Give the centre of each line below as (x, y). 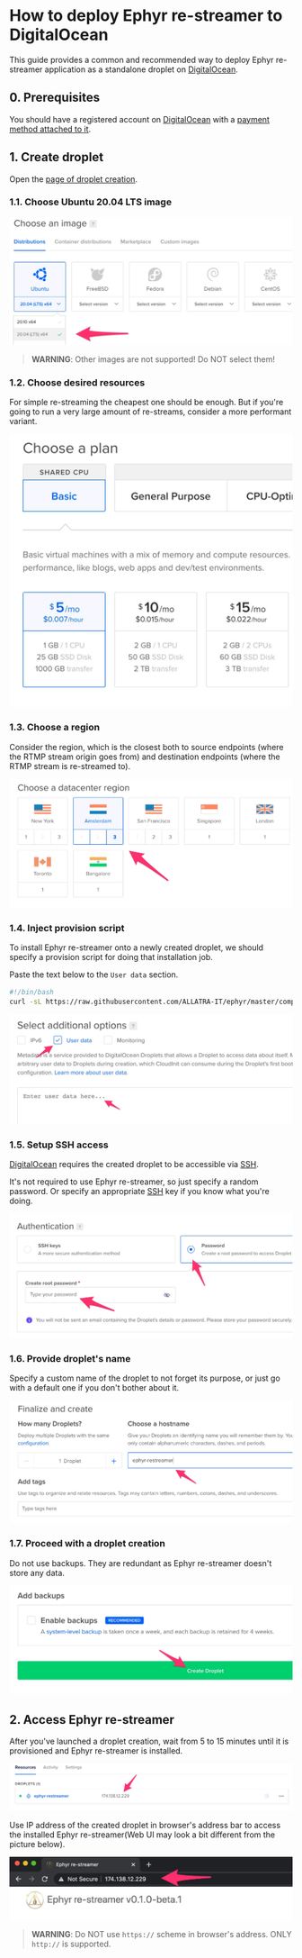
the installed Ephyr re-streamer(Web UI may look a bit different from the (142, 1835)
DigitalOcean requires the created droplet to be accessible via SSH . (134, 1164)
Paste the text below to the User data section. (94, 974)
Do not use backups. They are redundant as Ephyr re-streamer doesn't (141, 1563)
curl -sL (26, 1002)
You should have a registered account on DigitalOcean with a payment (139, 119)
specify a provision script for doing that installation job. (111, 956)
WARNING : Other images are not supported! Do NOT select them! (153, 359)
